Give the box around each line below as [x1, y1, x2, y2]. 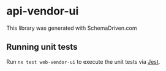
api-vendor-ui [6, 4, 79, 18]
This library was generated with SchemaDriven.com [6, 24, 137, 32]
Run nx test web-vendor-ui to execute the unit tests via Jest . [6, 58, 160, 65]
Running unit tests [6, 42, 78, 52]
